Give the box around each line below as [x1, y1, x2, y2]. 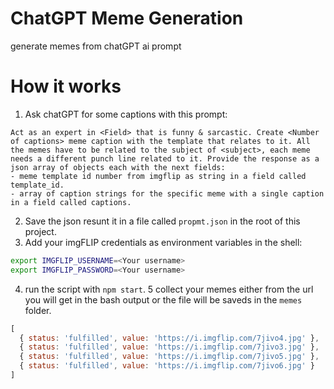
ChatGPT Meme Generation [10, 7, 244, 30]
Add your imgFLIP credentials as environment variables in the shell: [24, 236, 303, 248]
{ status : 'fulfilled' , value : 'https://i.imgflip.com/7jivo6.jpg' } [19, 361, 315, 371]
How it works [10, 75, 122, 98]
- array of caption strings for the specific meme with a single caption [10, 188, 325, 199]
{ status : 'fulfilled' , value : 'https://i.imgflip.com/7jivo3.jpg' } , [19, 342, 320, 352]
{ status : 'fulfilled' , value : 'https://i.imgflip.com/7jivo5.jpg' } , [19, 352, 320, 362]
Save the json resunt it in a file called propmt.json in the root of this [24, 215, 301, 227]
